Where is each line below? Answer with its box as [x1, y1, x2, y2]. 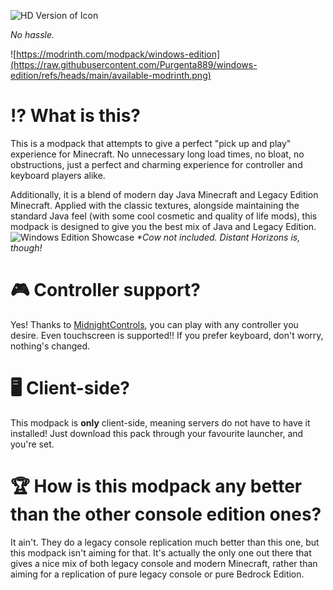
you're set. [10, 438, 55, 450]
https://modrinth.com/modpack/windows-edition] [16, 48, 221, 60]
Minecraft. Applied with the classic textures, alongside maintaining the [10, 199, 300, 211]
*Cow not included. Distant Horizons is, [136, 231, 301, 243]
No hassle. [10, 29, 55, 40]
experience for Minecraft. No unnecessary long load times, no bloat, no [10, 148, 305, 160]
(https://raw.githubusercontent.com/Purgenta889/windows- [10, 59, 258, 70]
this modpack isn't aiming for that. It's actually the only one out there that [10, 546, 312, 559]
